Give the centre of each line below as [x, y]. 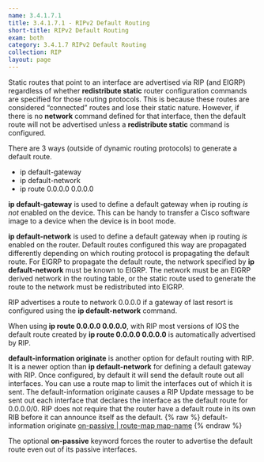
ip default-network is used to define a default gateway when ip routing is [128, 236]
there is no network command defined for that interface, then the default [127, 116]
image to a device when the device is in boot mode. [92, 221]
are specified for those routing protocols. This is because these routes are [129, 99]
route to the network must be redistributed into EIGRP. [96, 287]
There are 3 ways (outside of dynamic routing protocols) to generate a [123, 148]
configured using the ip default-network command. [93, 311]
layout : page [30, 60]
